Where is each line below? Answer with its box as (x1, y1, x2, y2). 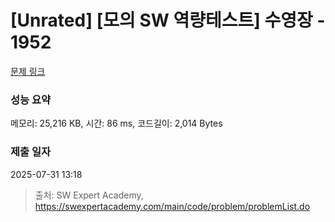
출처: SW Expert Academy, (34, 189, 144, 201)
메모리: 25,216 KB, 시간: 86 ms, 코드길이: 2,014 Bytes (10, 117, 223, 130)
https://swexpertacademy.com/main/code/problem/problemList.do (34, 200, 311, 212)
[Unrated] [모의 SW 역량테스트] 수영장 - (10, 9, 326, 32)
